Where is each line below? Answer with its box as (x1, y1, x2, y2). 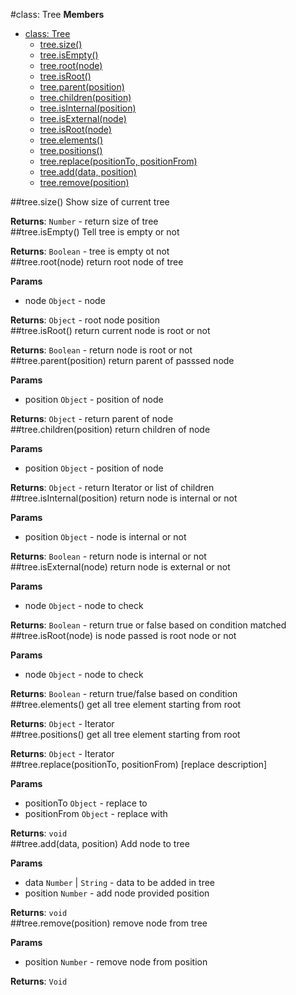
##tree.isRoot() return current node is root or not (10, 325, 211, 336)
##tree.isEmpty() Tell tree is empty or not (10, 226, 180, 238)
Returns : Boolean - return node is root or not (10, 344, 193, 356)
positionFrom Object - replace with (24, 808, 168, 819)
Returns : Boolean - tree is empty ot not (10, 245, 170, 257)
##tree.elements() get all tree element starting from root (10, 699, 242, 710)
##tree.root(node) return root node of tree (10, 256, 184, 268)
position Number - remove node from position (24, 956, 208, 968)
